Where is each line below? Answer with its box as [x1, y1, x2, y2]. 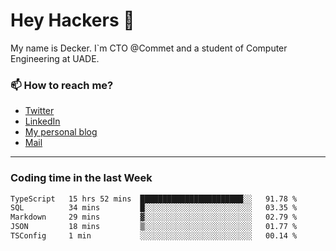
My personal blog [24, 126, 98, 138]
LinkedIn [24, 115, 61, 128]
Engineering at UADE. [10, 52, 100, 64]
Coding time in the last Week [10, 171, 153, 185]
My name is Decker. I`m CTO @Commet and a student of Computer [10, 42, 288, 54]
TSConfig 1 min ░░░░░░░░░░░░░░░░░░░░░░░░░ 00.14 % [10, 231, 298, 241]
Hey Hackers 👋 [10, 9, 135, 32]
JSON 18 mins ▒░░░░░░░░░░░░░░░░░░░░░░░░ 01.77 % [10, 222, 298, 232]
